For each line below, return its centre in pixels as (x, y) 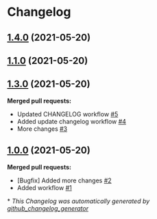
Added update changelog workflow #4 (72, 121)
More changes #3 (42, 129)
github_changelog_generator (48, 208)
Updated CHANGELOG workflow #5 (68, 114)
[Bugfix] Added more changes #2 (64, 180)
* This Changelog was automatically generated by (78, 201)
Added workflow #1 (44, 187)
